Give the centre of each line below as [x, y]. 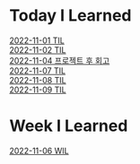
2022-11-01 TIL [37, 40]
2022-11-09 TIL [38, 90]
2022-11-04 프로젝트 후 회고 [60, 60]
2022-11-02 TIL [38, 49]
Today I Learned [70, 16]
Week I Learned [69, 126]
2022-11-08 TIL [38, 80]
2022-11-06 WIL [39, 151]
